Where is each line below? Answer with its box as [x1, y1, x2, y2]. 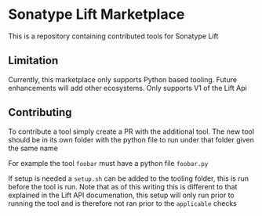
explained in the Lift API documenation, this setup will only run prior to [8, 190, 235, 200]
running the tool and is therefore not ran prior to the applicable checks [8, 198, 237, 208]
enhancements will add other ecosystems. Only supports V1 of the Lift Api [8, 83, 247, 92]
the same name [8, 143, 59, 153]
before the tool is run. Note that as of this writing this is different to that [8, 182, 238, 191]
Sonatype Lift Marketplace [8, 5, 185, 23]
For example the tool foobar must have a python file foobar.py [8, 158, 209, 167]
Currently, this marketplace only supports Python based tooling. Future [8, 74, 238, 84]
